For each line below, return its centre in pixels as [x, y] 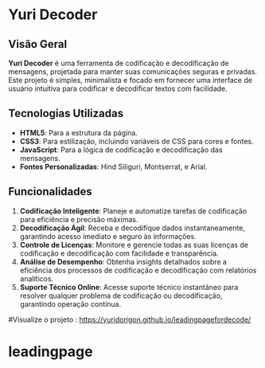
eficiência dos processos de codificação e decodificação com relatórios [138, 270]
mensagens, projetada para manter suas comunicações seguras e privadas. [132, 72]
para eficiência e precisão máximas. [79, 219]
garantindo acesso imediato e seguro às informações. [108, 236]
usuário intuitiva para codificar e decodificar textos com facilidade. [118, 88]
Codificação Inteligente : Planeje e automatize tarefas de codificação [133, 211]
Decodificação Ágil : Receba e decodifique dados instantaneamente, [132, 228]
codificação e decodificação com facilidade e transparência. [119, 253]
